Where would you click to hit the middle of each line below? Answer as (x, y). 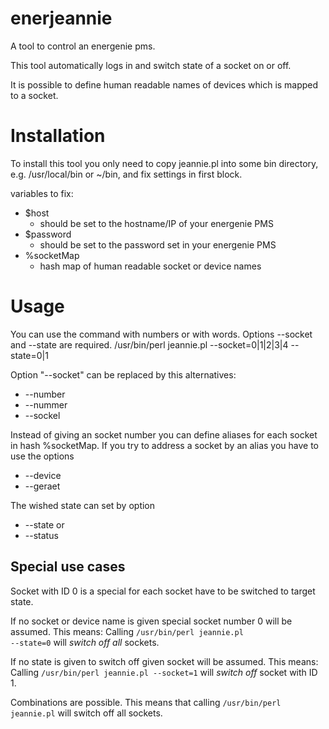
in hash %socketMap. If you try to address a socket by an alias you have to (165, 445)
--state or (44, 524)
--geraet (42, 486)
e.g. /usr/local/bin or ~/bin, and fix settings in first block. (126, 174)
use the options (42, 456)
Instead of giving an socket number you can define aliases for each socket (164, 434)
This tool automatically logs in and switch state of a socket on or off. (151, 65)
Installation (58, 136)
